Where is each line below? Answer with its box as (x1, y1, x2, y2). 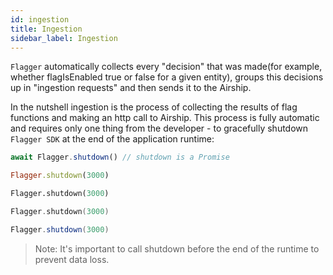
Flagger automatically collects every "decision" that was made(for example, (10, 61, 323, 73)
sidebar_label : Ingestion (10, 33, 118, 43)
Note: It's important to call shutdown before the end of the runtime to (34, 242, 320, 255)
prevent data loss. (34, 253, 110, 265)
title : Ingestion (10, 24, 83, 34)
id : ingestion (10, 14, 70, 25)
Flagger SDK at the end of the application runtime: (10, 133, 215, 145)
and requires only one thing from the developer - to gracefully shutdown (10, 122, 309, 135)
